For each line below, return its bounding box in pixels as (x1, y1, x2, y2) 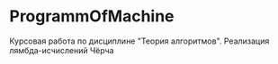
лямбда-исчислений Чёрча (9, 44, 114, 55)
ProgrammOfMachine (9, 6, 175, 27)
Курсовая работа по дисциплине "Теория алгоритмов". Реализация (9, 36, 270, 46)
